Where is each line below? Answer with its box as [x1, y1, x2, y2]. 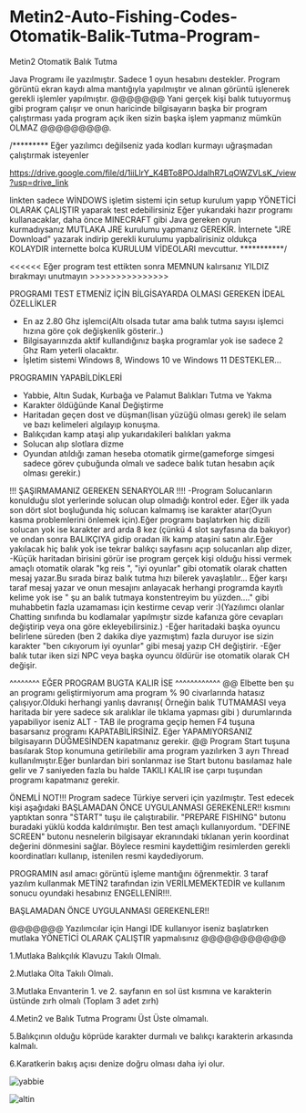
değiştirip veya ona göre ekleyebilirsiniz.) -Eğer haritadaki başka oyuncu [9, 621, 280, 632]
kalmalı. [9, 1040, 38, 1051]
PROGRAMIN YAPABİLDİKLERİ [9, 372, 123, 383]
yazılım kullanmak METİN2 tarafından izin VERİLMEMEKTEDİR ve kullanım [9, 877, 285, 888]
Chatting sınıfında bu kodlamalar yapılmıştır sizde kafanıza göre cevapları [9, 611, 284, 622]
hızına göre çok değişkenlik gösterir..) [22, 325, 164, 336]
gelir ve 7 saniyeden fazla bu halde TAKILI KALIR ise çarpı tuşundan [9, 764, 263, 775]
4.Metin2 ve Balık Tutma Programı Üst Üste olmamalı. [9, 1013, 209, 1024]
